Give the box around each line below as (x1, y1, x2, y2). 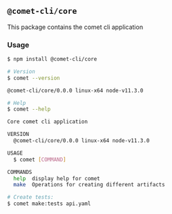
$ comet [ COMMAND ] (13, 156, 67, 163)
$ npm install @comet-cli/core (7, 56, 97, 63)
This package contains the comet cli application (7, 23, 144, 31)
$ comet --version (7, 75, 60, 81)
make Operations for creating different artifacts (13, 182, 166, 188)
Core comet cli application (7, 118, 88, 126)
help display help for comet (13, 175, 100, 182)
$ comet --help (7, 106, 51, 113)
